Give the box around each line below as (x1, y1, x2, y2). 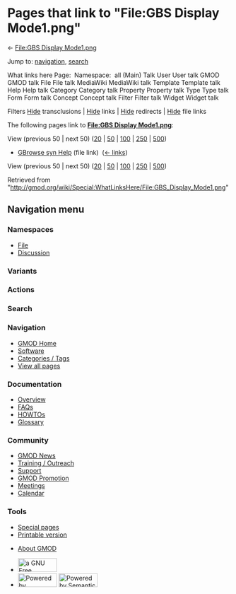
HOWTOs (17, 410, 46, 419)
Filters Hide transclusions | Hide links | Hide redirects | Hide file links (7, 107, 207, 115)
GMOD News (17, 451, 56, 460)
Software (17, 346, 45, 355)
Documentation (7, 379, 62, 389)
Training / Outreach (17, 459, 75, 467)
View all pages (17, 361, 61, 370)
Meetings (17, 482, 45, 490)
